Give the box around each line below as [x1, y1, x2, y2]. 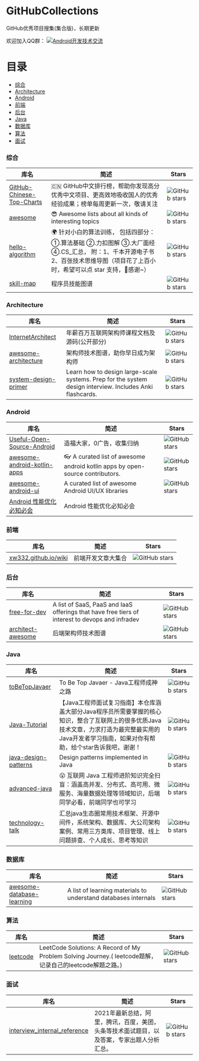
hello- [9, 243, 27, 251]
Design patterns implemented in [59, 753, 148, 761]
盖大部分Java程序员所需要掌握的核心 [59, 707, 162, 715]
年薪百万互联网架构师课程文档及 [66, 329, 156, 337]
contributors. [85, 469, 121, 478]
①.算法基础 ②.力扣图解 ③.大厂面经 [51, 239, 155, 247]
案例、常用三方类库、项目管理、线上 [59, 827, 161, 835]
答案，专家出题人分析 [99, 1035, 160, 1044]
